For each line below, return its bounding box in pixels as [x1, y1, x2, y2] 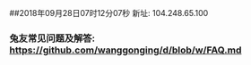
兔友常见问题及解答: [9, 32, 96, 45]
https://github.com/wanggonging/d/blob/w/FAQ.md [9, 44, 242, 56]
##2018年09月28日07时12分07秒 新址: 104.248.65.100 [9, 8, 209, 18]
